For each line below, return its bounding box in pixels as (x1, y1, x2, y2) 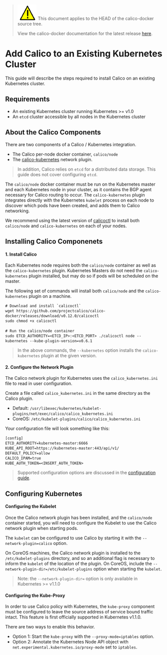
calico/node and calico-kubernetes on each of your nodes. (5, 223, 127, 229)
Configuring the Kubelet (5, 503, 56, 509)
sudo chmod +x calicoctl (5, 319, 57, 324)
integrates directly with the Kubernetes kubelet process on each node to (5, 197, 155, 203)
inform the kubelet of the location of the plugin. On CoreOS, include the (5, 560, 152, 566)
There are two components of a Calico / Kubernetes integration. (5, 141, 136, 147)
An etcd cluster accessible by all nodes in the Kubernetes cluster (12, 114, 146, 120)
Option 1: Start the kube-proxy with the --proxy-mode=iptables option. (12, 633, 155, 639)
